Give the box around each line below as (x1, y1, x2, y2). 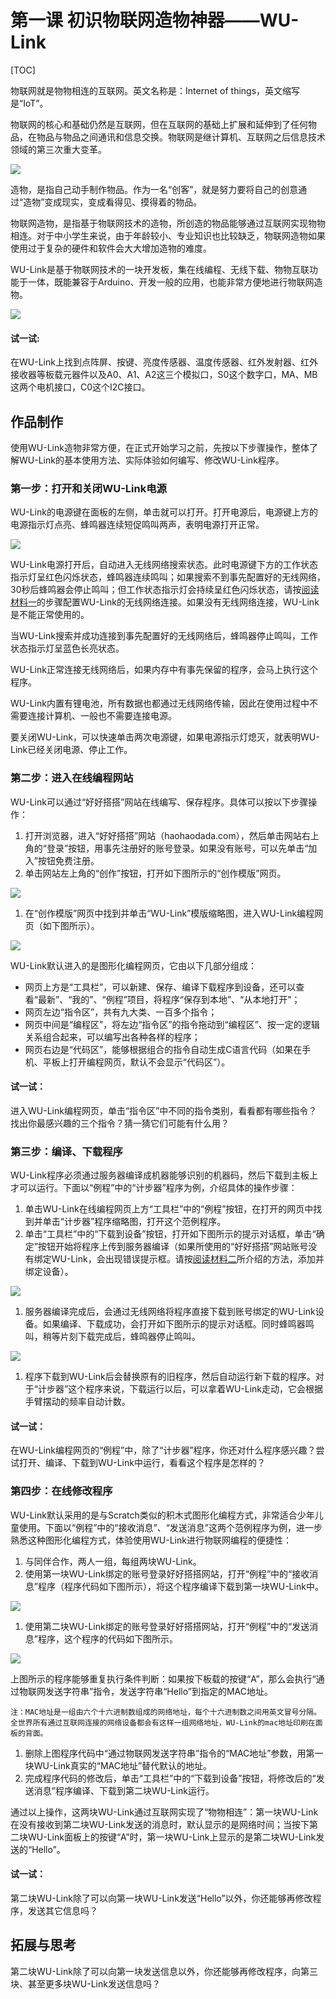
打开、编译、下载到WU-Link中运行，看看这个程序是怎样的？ (18, 1457, 266, 1469)
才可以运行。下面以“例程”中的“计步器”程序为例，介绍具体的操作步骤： (10, 1182, 298, 1194)
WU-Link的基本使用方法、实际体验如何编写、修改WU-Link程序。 (18, 454, 285, 466)
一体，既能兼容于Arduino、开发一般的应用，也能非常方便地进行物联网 (27, 276, 315, 288)
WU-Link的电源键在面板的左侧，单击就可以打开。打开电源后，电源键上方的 (10, 506, 318, 518)
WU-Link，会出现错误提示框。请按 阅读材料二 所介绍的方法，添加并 (51, 1253, 325, 1265)
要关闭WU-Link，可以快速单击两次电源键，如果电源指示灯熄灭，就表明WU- (10, 731, 320, 743)
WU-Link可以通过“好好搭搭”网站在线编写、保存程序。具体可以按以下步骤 (10, 796, 309, 808)
